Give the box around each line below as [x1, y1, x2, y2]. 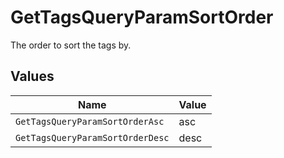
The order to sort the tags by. [10, 39, 132, 51]
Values [10, 68, 55, 85]
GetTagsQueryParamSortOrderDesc [15, 132, 170, 143]
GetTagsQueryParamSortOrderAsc [15, 116, 165, 127]
